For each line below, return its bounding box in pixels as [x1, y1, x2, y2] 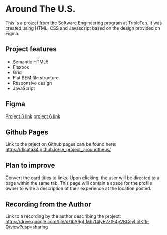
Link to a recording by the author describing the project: [5, 213, 121, 219]
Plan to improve [5, 161, 55, 169]
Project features [5, 45, 57, 53]
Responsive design [12, 80, 52, 86]
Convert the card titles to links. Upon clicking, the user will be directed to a [5, 174, 160, 181]
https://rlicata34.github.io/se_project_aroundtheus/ [5, 147, 111, 153]
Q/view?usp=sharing [5, 224, 48, 230]
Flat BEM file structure [12, 74, 59, 81]
